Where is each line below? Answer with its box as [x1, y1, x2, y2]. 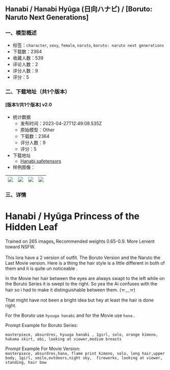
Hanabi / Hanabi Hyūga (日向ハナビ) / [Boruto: [5, 5, 153, 14]
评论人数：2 [12, 61, 38, 67]
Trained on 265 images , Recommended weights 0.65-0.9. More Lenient [5, 238, 155, 244]
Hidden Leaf [5, 221, 58, 233]
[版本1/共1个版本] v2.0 [5, 102, 52, 108]
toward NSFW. [5, 243, 36, 249]
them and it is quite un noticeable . [5, 265, 78, 271]
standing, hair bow [5, 360, 47, 365]
